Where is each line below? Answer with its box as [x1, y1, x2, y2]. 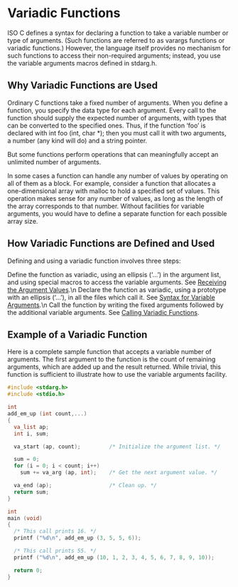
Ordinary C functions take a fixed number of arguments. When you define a [7, 98, 229, 107]
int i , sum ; [13, 430, 50, 437]
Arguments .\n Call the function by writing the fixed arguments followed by [7, 301, 224, 309]
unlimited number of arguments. [7, 157, 102, 166]
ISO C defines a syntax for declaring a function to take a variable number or [7, 28, 229, 37]
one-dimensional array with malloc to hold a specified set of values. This [7, 187, 220, 195]
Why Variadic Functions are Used [7, 80, 158, 92]
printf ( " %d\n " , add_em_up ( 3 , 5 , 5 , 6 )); [13, 534, 141, 542]
